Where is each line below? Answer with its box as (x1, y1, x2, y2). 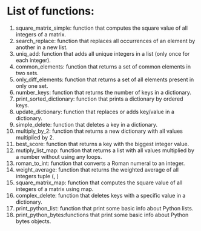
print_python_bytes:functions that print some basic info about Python (15, 211, 189, 218)
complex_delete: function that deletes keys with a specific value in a (15, 192, 186, 199)
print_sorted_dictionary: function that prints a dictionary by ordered (15, 95, 183, 102)
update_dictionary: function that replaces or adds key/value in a (15, 108, 175, 115)
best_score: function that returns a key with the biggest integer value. (15, 140, 189, 147)
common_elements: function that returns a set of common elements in (15, 62, 191, 70)
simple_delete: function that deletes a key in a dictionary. (15, 121, 158, 128)
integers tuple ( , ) (15, 172, 59, 179)
